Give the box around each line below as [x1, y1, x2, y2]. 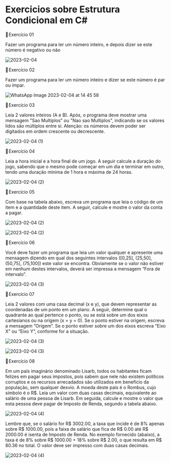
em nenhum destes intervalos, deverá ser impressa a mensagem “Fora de [5, 266, 161, 272]
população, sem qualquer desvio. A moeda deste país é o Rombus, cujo [5, 384, 157, 390]
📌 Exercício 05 [5, 189, 35, 195]
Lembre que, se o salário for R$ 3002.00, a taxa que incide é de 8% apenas [5, 420, 165, 427]
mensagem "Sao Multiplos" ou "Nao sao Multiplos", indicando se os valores [5, 117, 165, 124]
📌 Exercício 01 [5, 31, 34, 37]
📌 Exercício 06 [5, 239, 35, 246]
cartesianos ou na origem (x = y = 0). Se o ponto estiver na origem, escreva [5, 317, 165, 324]
